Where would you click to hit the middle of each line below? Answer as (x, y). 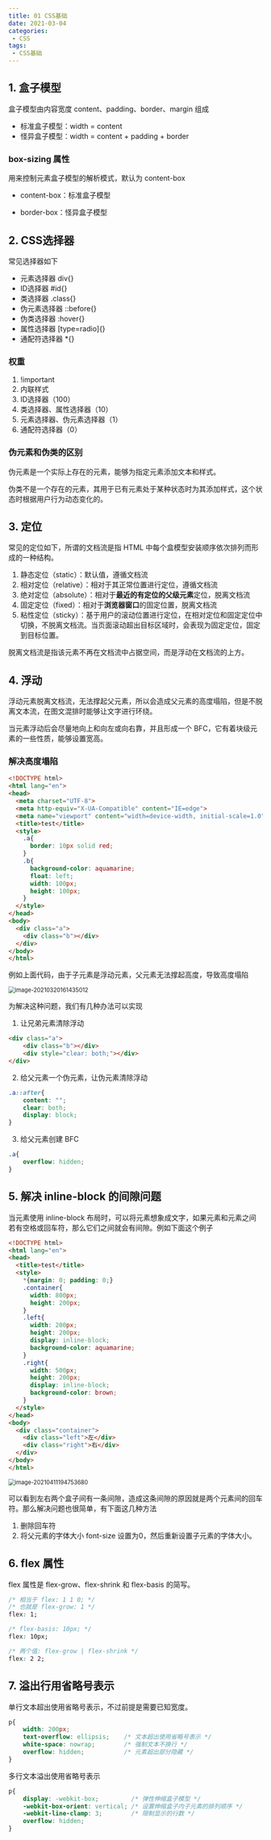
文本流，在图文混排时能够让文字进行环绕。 (86, 711)
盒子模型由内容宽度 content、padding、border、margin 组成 (109, 109)
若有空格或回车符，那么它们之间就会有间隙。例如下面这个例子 (111, 1227)
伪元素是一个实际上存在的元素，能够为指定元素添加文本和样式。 (114, 472)
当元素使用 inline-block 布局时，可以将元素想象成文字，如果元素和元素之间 (132, 1218)
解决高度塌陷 (33, 761)
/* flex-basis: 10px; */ (50, 1630)
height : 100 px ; (55, 891)
